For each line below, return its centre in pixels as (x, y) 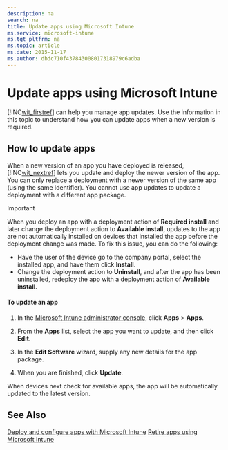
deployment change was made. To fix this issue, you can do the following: (113, 244)
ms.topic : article (34, 46)
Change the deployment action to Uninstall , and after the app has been (118, 271)
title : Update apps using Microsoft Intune (71, 26)
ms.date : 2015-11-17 (37, 53)
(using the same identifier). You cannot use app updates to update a (104, 187)
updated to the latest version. (49, 393)
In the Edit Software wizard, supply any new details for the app (107, 352)
